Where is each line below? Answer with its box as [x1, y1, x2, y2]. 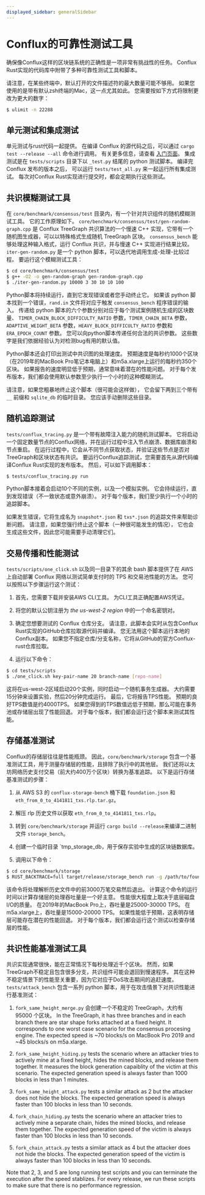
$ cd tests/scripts [6, 668, 56, 674]
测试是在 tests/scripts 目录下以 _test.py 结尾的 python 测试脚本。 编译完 [6, 158, 193, 165]
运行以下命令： [15, 656, 53, 663]
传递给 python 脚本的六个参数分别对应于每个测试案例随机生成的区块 [18, 306, 189, 313]
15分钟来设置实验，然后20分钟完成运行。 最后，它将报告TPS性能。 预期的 [6, 693, 192, 700]
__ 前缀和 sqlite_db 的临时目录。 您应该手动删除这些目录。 [6, 393, 155, 401]
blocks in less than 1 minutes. [15, 1076, 89, 1083]
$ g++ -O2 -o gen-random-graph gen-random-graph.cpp [6, 273, 143, 280]
